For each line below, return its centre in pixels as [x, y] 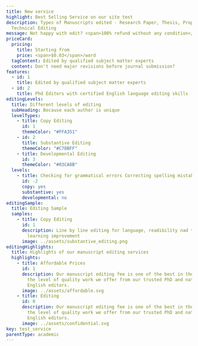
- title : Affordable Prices [51, 263]
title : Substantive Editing [56, 143]
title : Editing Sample [39, 209]
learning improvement [54, 236]
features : [18, 72]
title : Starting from [43, 50]
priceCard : [19, 39]
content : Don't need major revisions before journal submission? [93, 66]
